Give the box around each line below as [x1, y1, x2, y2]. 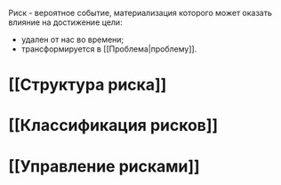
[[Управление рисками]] [8, 156, 201, 176]
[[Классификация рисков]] [8, 116, 219, 136]
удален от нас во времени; [20, 35, 124, 44]
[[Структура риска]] [8, 75, 167, 95]
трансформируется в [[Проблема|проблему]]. [20, 44, 197, 54]
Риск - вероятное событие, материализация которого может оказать [8, 8, 273, 18]
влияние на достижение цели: [8, 17, 123, 28]
